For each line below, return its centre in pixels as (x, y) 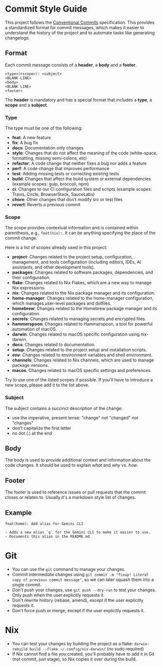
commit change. (21, 238)
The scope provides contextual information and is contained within (72, 228)
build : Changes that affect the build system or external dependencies (81, 179)
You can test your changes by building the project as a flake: (73, 643)
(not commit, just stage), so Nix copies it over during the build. (74, 659)
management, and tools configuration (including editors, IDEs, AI (77, 262)
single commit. (27, 585)
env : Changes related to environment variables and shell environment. (82, 355)
